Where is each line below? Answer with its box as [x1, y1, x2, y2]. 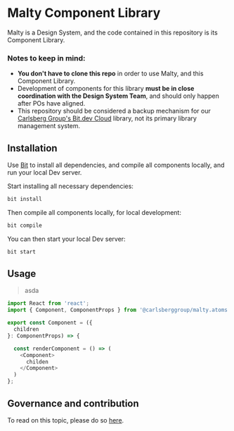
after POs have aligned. [17, 99, 86, 108]
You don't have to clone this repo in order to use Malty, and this [17, 69, 204, 78]
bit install [7, 196, 42, 203]
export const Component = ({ [7, 319, 93, 327]
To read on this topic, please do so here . [7, 416, 124, 424]
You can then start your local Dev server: [7, 235, 126, 243]
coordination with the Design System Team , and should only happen [17, 92, 219, 100]
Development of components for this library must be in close [17, 85, 195, 93]
